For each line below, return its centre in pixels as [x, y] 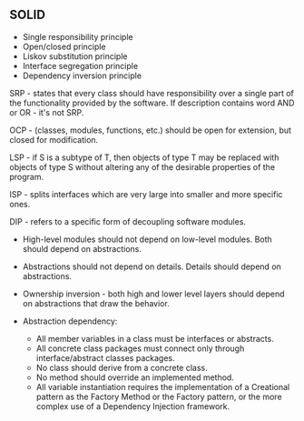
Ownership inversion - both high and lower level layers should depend [153, 294]
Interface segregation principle [80, 65]
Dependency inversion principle [82, 75]
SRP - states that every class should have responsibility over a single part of [152, 93]
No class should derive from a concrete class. [122, 367]
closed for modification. [54, 139]
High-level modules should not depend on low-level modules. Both [147, 239]
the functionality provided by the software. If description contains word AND [152, 103]
